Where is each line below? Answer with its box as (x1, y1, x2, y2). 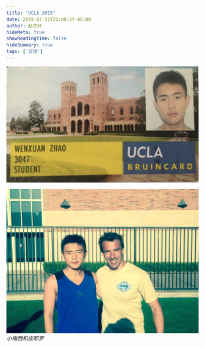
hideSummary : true (6, 42, 53, 48)
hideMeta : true (6, 29, 45, 35)
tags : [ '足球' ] (6, 49, 43, 55)
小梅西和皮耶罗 (6, 335, 44, 342)
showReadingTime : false (6, 35, 67, 42)
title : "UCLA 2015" (6, 10, 56, 16)
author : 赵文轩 (6, 23, 42, 29)
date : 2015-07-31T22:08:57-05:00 (6, 16, 92, 23)
